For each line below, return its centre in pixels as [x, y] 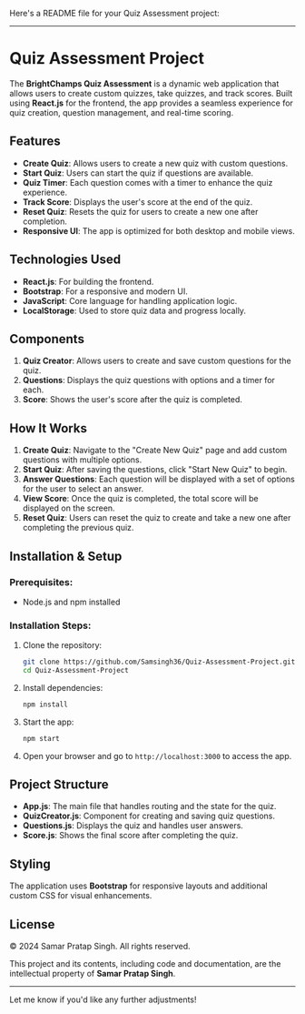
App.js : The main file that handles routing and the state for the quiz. [149, 806]
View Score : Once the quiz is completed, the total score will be [140, 499]
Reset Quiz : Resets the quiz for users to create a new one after [140, 211]
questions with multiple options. [82, 460]
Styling [30, 864]
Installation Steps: [50, 625]
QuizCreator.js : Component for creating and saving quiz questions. [148, 816]
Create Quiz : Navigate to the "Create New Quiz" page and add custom [155, 451]
